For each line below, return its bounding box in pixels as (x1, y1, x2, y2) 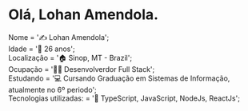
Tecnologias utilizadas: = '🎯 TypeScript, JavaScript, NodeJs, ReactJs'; (8, 93, 240, 103)
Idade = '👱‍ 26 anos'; (8, 44, 75, 54)
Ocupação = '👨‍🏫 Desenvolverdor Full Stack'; (8, 64, 155, 73)
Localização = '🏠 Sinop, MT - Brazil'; (8, 53, 133, 62)
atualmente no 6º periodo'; (8, 85, 98, 94)
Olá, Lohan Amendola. (8, 6, 158, 24)
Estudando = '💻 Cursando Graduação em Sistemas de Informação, (8, 73, 230, 83)
